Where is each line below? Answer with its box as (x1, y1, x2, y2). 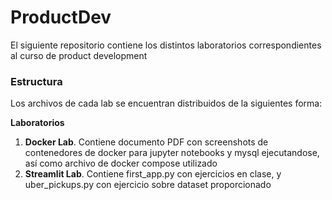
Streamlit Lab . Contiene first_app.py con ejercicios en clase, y (24, 168, 282, 180)
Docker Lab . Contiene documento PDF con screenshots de (24, 136, 269, 148)
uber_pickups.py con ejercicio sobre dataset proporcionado (24, 179, 272, 191)
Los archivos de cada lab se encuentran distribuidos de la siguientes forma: (10, 97, 323, 110)
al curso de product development (10, 49, 148, 61)
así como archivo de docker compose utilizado (24, 157, 218, 170)
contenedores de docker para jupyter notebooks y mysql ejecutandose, (24, 147, 320, 159)
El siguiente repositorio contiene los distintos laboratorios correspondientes (10, 39, 322, 51)
